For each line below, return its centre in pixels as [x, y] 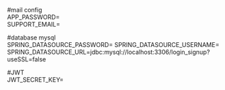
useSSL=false [27, 59]
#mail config [25, 10]
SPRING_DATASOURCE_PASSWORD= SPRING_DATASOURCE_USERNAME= [114, 45]
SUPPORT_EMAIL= [34, 24]
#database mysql [31, 37]
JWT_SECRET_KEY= [35, 80]
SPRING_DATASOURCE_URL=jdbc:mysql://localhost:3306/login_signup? [109, 52]
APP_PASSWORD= [34, 17]
